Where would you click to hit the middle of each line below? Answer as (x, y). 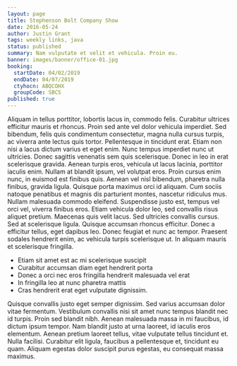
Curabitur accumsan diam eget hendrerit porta (85, 268)
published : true (31, 99)
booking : (20, 66)
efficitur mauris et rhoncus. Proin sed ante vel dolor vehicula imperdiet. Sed (117, 127)
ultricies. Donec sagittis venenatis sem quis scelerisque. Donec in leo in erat (118, 157)
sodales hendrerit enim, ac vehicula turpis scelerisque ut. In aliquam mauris (117, 239)
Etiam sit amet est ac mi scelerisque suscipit (82, 260)
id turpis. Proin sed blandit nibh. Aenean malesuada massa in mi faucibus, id (118, 319)
